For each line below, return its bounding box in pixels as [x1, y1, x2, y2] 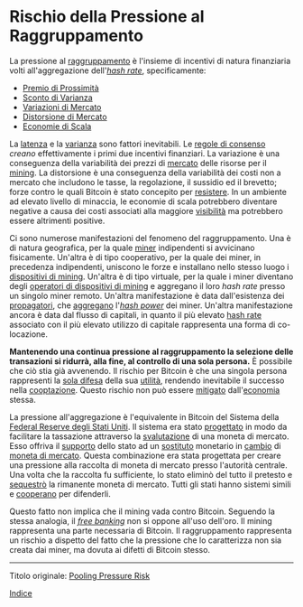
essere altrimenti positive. [9, 215, 106, 226]
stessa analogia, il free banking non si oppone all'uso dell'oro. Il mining [9, 515, 272, 526]
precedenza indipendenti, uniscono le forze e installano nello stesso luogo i [9, 261, 289, 272]
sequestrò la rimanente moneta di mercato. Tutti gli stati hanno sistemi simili [9, 479, 291, 490]
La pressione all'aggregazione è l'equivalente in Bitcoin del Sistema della [9, 411, 280, 422]
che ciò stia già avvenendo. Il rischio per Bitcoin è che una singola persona [9, 365, 288, 376]
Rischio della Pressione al [9, 6, 205, 27]
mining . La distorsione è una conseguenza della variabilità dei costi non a [9, 167, 281, 178]
